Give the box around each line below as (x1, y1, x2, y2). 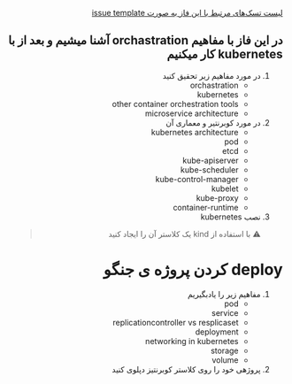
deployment (195, 326, 239, 337)
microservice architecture (144, 108, 239, 119)
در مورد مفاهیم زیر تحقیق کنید (162, 70, 261, 81)
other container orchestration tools (111, 98, 239, 109)
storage (210, 345, 239, 356)
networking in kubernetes (144, 335, 239, 346)
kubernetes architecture (150, 127, 239, 137)
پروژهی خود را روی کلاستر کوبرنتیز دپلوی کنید (111, 364, 261, 374)
